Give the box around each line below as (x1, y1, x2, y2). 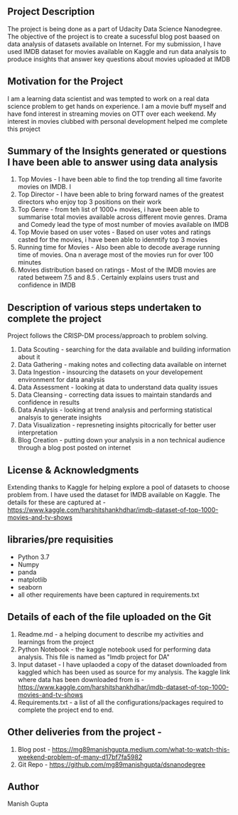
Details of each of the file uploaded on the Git (7, 611, 212, 623)
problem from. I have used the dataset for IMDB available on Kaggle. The (7, 491, 220, 499)
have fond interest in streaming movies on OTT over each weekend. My (7, 110, 217, 118)
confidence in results (17, 398, 80, 407)
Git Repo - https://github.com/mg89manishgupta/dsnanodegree (17, 760, 206, 769)
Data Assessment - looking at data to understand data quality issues (17, 383, 218, 392)
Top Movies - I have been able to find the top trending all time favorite (17, 175, 222, 183)
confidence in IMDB (17, 281, 76, 289)
